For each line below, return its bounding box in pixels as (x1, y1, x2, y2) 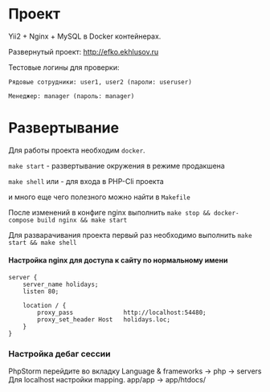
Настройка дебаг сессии (8, 349, 111, 359)
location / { (22, 302, 67, 310)
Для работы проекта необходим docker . (8, 145, 146, 155)
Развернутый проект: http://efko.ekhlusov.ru (8, 47, 159, 56)
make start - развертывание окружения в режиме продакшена (8, 161, 225, 170)
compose (8, 216, 35, 224)
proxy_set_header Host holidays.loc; (37, 316, 171, 324)
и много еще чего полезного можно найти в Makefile (8, 192, 190, 202)
